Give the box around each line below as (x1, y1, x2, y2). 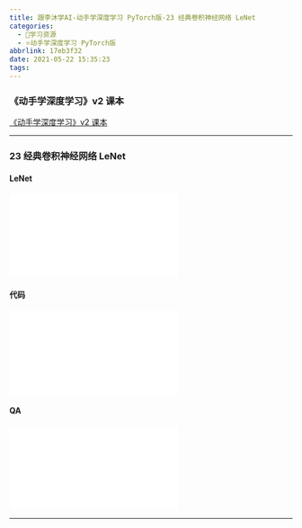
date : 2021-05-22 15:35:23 (9, 55, 111, 64)
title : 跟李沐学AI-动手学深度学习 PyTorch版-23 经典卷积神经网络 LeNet (9, 13, 256, 22)
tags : (9, 64, 30, 73)
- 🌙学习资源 (17, 30, 57, 39)
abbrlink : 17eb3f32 (9, 47, 83, 56)
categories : (9, 22, 54, 31)
